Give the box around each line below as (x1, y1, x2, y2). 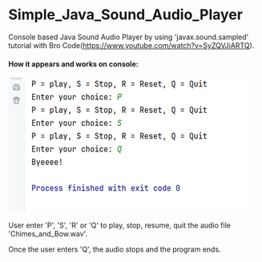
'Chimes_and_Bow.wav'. (8, 229, 88, 239)
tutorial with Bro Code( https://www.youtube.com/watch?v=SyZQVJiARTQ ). (8, 40, 255, 50)
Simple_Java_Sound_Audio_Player (8, 6, 243, 24)
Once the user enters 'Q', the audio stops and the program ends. (8, 244, 222, 254)
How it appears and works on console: (8, 58, 139, 69)
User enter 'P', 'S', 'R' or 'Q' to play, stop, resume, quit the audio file (8, 220, 231, 230)
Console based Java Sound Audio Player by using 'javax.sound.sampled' (8, 32, 249, 42)
